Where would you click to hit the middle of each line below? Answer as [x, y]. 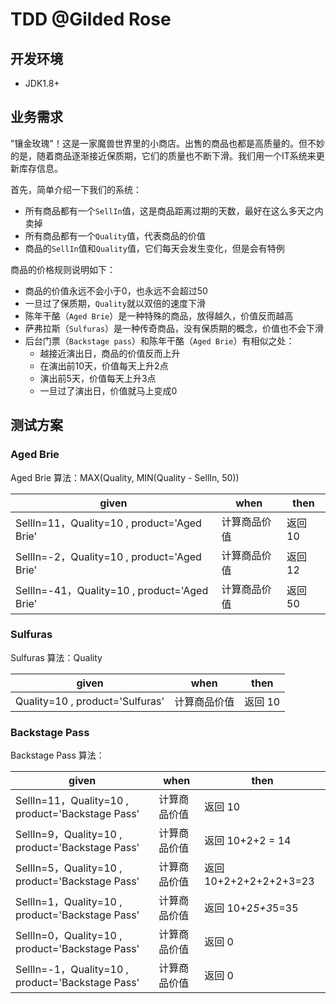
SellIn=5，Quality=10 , [69, 868]
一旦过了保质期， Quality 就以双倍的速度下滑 [115, 303]
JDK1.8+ [42, 83]
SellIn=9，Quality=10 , [69, 835]
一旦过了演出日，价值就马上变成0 [108, 390]
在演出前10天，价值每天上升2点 [104, 365]
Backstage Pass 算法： [57, 755]
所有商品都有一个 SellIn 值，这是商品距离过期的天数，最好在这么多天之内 [174, 210]
